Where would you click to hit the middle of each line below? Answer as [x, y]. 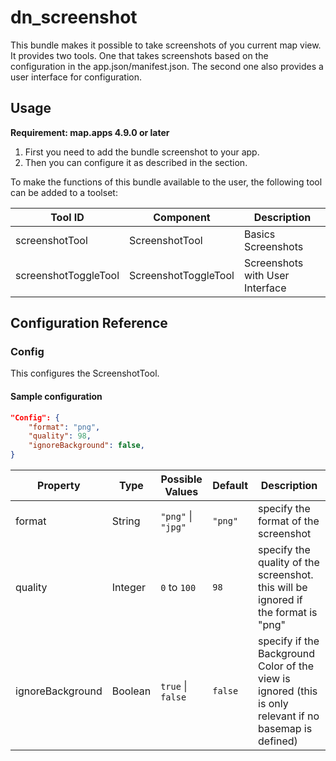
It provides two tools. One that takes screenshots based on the [139, 55]
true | [174, 686]
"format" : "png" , [64, 427]
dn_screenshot [74, 17]
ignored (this [288, 691]
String [126, 521]
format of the [289, 521]
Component [182, 217]
